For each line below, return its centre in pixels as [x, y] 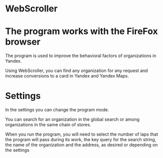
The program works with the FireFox [81, 32]
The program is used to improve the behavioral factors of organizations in [81, 56]
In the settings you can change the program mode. [57, 110]
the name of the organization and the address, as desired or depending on [81, 145]
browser [23, 42]
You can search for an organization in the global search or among [72, 119]
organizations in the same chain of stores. [48, 125]
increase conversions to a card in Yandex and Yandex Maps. [67, 76]
